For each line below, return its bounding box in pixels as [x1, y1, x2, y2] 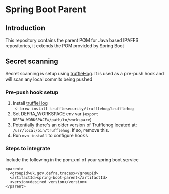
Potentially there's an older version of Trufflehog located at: [12, 122, 137, 128]
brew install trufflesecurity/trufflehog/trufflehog [20, 106, 134, 112]
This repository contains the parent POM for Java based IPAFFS [5, 37, 139, 43]
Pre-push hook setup [5, 89, 58, 96]
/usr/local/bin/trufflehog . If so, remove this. [12, 127, 110, 133]
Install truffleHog [12, 100, 48, 106]
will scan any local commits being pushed [5, 76, 93, 82]
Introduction [5, 24, 46, 32]
